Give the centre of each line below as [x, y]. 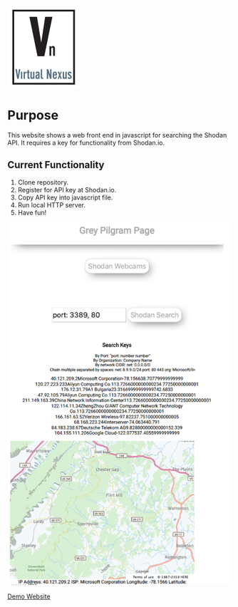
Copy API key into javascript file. [65, 197]
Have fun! [32, 212]
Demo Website [29, 596]
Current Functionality [56, 165]
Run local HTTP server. [51, 204]
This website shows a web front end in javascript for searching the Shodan [117, 135]
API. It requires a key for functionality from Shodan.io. [86, 142]
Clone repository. [43, 182]
